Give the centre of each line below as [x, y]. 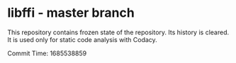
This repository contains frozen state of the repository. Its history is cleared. [118, 32]
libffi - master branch [71, 13]
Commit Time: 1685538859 [47, 53]
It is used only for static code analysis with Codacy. [82, 39]
